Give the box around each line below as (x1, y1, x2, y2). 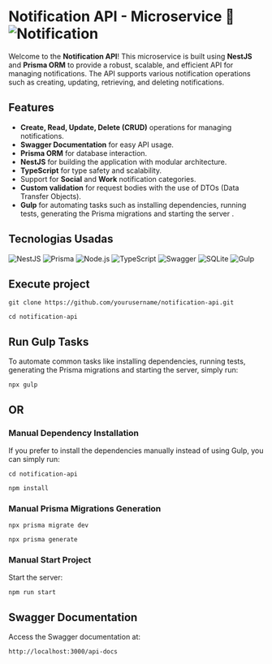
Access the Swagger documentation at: (8, 632, 140, 642)
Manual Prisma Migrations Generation (8, 502, 162, 514)
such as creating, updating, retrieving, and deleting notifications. (8, 77, 225, 87)
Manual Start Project (8, 554, 92, 566)
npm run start (8, 589, 57, 597)
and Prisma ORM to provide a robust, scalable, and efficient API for (8, 60, 234, 70)
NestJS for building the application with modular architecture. (19, 157, 227, 166)
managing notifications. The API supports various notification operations (8, 68, 251, 78)
